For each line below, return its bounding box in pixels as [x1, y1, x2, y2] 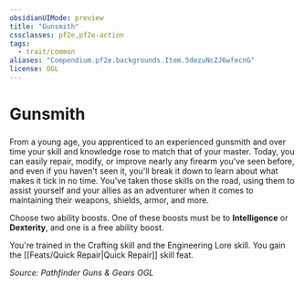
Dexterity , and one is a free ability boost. [9, 221, 164, 233]
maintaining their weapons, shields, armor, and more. [9, 194, 210, 206]
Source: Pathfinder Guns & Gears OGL [9, 267, 154, 278]
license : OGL [9, 65, 59, 74]
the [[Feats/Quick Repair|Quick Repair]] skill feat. [9, 249, 194, 260]
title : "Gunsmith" [9, 22, 79, 31]
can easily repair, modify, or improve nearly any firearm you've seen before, [9, 155, 295, 166]
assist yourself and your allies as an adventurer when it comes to [9, 185, 254, 196]
